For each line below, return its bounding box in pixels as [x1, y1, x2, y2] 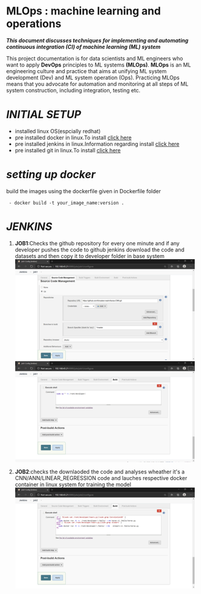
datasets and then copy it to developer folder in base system [14, 252, 165, 259]
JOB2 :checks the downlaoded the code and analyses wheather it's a [14, 468, 185, 475]
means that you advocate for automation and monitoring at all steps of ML [6, 80, 188, 88]
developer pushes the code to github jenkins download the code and [14, 246, 185, 253]
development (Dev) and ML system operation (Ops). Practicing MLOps [6, 74, 180, 81]
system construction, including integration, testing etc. [6, 86, 141, 94]
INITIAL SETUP [6, 108, 81, 121]
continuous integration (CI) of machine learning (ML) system [6, 43, 161, 50]
